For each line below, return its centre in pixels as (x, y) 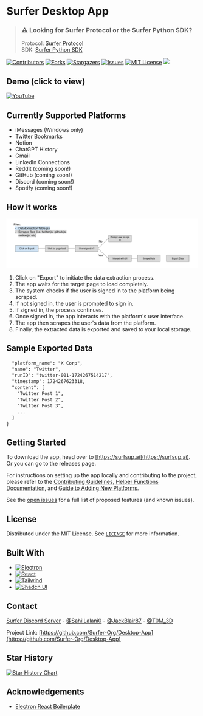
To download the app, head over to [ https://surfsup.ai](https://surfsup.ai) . (98, 457)
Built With (25, 553)
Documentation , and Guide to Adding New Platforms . (73, 488)
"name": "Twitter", (36, 369)
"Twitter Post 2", (40, 399)
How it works (32, 207)
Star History (30, 658)
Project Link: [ (24, 632)
